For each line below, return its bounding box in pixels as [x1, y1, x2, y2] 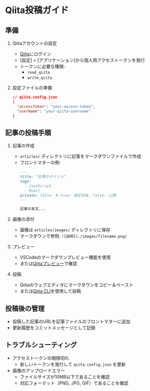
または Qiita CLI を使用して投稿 [19, 288, 81, 294]
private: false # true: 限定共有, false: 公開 [19, 193, 116, 198]
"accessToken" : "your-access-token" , [17, 104, 96, 109]
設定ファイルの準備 [12, 85, 52, 91]
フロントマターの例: [19, 160, 61, 166]
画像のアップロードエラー [12, 367, 65, 373]
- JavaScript [24, 183, 51, 188]
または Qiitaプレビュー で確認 [19, 261, 77, 267]
